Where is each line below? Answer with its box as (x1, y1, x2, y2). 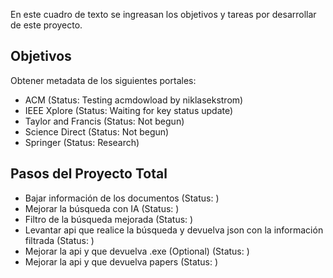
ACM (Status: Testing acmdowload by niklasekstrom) (24, 94, 244, 106)
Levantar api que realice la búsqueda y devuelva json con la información (24, 224, 324, 236)
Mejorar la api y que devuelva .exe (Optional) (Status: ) (24, 245, 250, 257)
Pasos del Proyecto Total (10, 165, 168, 183)
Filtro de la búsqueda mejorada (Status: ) (24, 213, 194, 225)
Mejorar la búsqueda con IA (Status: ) (24, 202, 180, 214)
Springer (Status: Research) (24, 136, 140, 148)
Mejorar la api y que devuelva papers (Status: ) (24, 255, 219, 268)
